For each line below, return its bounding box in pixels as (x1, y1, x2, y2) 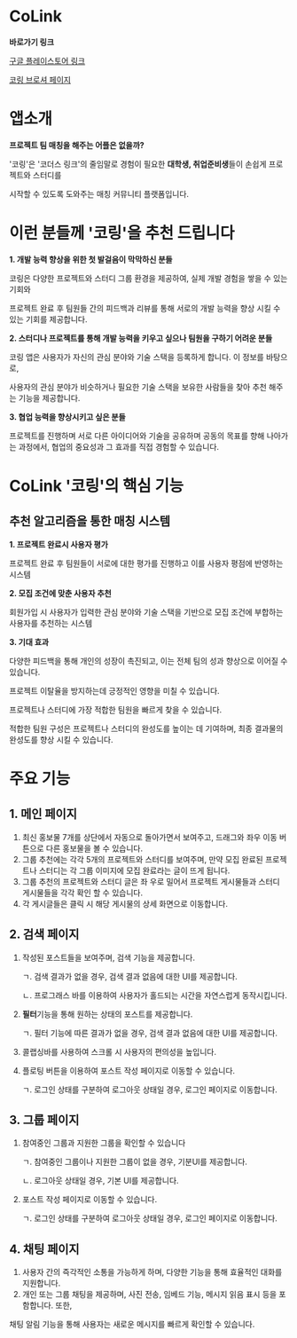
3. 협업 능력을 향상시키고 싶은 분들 (9, 411, 126, 422)
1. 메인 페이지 (9, 807, 77, 822)
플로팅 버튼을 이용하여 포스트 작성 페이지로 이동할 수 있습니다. (21, 1065, 236, 1075)
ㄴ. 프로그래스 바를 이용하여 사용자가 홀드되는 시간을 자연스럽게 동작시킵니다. (21, 989, 288, 1000)
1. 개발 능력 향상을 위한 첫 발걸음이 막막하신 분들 (9, 254, 173, 264)
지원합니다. (21, 1278, 61, 1288)
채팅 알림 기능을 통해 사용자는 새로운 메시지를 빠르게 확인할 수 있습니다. (9, 1319, 255, 1330)
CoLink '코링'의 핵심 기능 (9, 476, 184, 496)
